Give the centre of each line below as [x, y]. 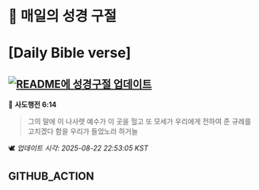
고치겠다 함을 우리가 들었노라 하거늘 [83, 131]
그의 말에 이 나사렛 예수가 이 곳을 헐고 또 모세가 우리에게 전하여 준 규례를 [139, 122]
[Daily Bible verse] [70, 53]
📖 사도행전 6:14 [32, 104]
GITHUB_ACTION [51, 176]
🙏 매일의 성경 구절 [63, 16]
